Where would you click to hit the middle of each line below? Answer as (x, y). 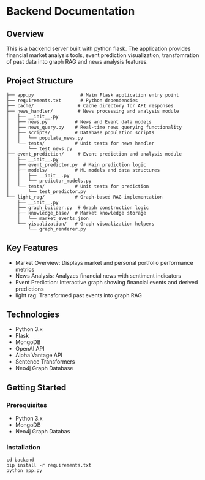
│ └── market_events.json (53, 218)
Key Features (32, 248)
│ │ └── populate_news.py (45, 138)
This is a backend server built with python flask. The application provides (99, 48)
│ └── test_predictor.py (46, 191)
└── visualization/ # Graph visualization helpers (86, 224)
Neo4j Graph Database (44, 368)
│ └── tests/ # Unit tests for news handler (80, 143)
